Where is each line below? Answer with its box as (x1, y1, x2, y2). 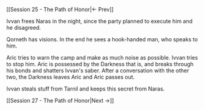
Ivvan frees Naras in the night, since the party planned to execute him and (6, 18, 193, 24)
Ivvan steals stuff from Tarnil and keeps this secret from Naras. (6, 85, 165, 92)
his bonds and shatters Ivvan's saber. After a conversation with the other (6, 67, 189, 74)
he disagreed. (6, 24, 42, 31)
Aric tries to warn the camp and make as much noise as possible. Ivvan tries (6, 54, 199, 61)
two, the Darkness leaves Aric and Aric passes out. (6, 74, 135, 80)
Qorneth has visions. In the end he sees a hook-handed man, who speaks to (6, 36, 199, 43)
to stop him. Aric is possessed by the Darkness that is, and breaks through (6, 61, 194, 67)
